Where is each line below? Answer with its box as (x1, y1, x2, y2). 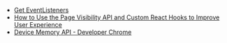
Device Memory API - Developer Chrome (13, 28, 132, 36)
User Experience (13, 21, 63, 28)
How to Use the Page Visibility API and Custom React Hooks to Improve (13, 13, 220, 21)
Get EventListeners (13, 6, 69, 14)
